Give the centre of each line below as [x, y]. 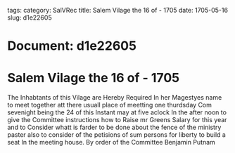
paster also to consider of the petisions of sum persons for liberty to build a [117, 135]
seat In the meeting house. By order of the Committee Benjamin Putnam [112, 142]
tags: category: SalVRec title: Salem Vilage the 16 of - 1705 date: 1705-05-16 [118, 10]
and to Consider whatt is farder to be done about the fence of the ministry [114, 127]
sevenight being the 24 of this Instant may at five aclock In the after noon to [117, 112]
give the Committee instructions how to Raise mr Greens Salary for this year [117, 120]
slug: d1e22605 [30, 18]
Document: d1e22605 [72, 46]
